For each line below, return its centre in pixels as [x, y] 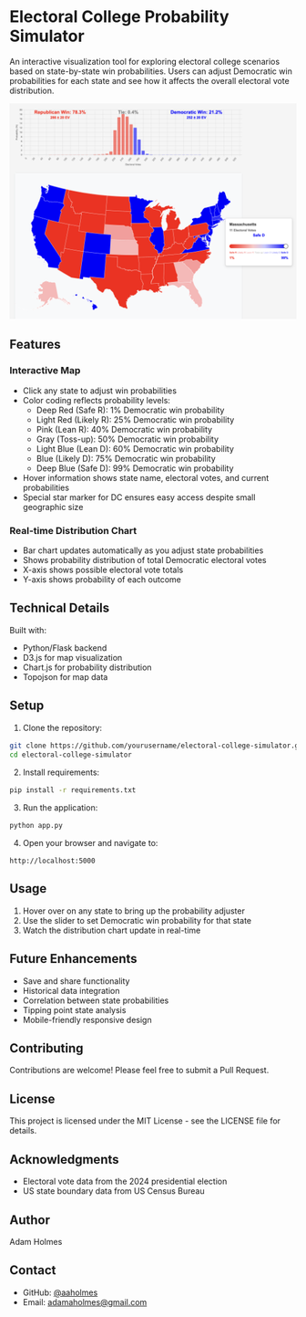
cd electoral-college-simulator [71, 755]
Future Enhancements [74, 959]
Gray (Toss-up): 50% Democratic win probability [127, 439]
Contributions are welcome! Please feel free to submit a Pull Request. [139, 1071]
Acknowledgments [65, 1160]
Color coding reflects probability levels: [97, 400]
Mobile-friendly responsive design [87, 1019]
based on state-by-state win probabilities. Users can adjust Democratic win [151, 71]
